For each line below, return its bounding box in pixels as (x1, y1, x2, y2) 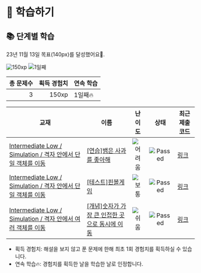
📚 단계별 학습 (6, 31, 55, 41)
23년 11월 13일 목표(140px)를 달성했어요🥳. (6, 51, 105, 57)
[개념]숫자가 (86, 202, 120, 210)
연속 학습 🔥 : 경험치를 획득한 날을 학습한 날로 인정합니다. (14, 260, 144, 267)
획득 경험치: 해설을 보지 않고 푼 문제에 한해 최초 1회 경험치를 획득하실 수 (14, 245, 181, 252)
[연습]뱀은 (86, 147, 114, 154)
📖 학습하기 (6, 5, 55, 19)
